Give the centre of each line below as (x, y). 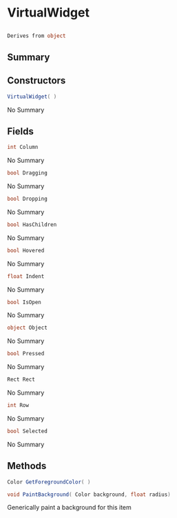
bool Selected (28, 431)
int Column (23, 147)
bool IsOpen (24, 302)
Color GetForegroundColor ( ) (49, 482)
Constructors (37, 81)
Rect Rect (21, 380)
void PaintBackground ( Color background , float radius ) (89, 495)
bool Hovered (26, 250)
